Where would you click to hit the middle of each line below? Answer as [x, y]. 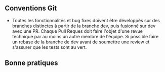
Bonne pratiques [32, 63]
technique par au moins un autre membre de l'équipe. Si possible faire [85, 36]
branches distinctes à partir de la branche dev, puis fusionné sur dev [84, 26]
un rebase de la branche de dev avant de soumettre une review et [81, 42]
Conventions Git [31, 8]
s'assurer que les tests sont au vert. [49, 47]
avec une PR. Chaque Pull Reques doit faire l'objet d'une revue [77, 31]
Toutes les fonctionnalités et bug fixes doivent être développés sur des [86, 20]
